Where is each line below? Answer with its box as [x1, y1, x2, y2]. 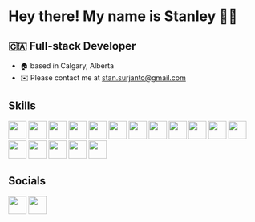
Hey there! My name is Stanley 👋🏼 [8, 7, 238, 26]
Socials [8, 174, 47, 188]
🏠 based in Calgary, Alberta [19, 61, 115, 71]
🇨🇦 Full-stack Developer [8, 39, 136, 53]
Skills [8, 99, 36, 113]
